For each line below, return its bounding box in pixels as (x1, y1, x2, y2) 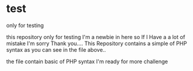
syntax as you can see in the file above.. (6, 46, 106, 53)
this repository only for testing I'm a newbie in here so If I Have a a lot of (6, 33, 186, 40)
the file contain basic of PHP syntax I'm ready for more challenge (6, 58, 168, 65)
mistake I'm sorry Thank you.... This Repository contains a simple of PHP (6, 40, 187, 47)
